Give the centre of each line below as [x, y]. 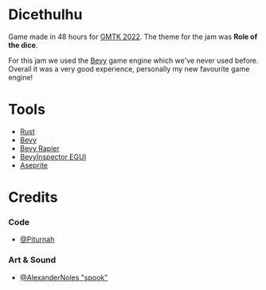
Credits [33, 197]
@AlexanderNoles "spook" [64, 277]
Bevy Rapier [39, 148]
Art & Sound [32, 260]
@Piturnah [37, 239]
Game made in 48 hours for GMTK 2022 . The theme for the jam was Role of [133, 37]
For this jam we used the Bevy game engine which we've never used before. [133, 60]
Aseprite [33, 165]
